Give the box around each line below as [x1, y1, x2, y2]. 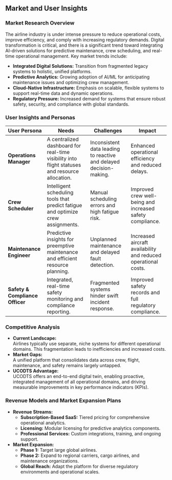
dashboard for [47, 142, 81, 149]
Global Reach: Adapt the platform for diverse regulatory [20, 463, 139, 469]
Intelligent [47, 182, 71, 189]
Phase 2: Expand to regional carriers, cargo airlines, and [20, 452, 140, 458]
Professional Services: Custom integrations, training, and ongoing [20, 430, 161, 436]
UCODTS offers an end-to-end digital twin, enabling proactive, [12, 373, 145, 379]
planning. [47, 268, 69, 275]
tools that [47, 195, 70, 202]
